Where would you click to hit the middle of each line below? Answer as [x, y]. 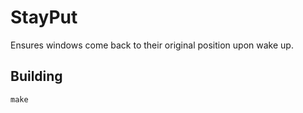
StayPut [44, 17]
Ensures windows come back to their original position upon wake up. [152, 45]
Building [36, 76]
